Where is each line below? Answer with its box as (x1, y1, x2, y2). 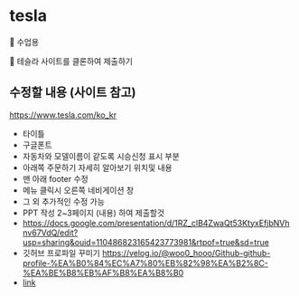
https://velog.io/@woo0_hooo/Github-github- (102, 247, 271, 258)
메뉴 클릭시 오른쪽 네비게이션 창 (22, 185, 134, 196)
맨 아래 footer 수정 (22, 173, 89, 184)
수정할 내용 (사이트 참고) (9, 85, 136, 100)
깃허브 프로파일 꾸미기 (22, 247, 101, 258)
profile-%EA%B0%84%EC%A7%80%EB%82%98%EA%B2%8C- (22, 257, 269, 268)
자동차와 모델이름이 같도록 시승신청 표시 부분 (22, 150, 181, 161)
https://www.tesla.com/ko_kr (9, 110, 117, 120)
